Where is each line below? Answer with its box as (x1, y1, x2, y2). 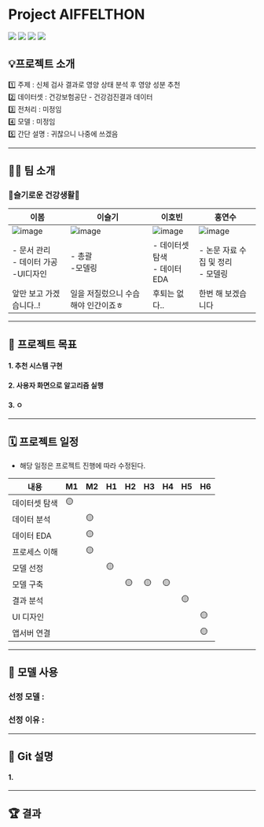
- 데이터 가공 (12, 257, 58, 268)
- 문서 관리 (12, 245, 51, 256)
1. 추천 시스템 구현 (8, 361, 63, 371)
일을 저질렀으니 (70, 288, 123, 299)
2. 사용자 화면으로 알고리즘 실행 (8, 380, 104, 391)
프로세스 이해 (12, 546, 58, 557)
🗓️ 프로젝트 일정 (8, 435, 79, 448)
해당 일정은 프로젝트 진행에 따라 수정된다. (19, 461, 146, 470)
